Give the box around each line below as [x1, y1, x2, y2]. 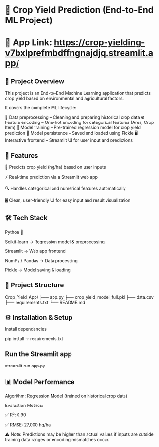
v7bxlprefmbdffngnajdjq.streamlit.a [5, 47, 154, 59]
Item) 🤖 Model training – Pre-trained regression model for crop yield [5, 124, 141, 131]
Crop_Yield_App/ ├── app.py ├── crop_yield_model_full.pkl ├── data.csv [5, 294, 154, 300]
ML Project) [5, 15, 53, 26]
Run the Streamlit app [5, 350, 72, 358]
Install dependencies [5, 326, 47, 332]
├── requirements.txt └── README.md [5, 299, 85, 305]
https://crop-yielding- [53, 37, 145, 48]
